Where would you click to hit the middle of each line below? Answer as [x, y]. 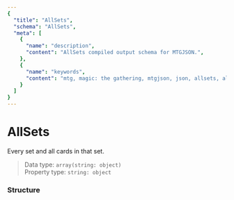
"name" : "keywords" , [55, 72]
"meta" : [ [28, 33]
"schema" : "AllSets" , [45, 26]
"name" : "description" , [60, 46]
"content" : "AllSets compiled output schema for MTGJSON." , [115, 53]
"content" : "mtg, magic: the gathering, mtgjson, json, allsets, [122, 78]
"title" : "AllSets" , [43, 20]
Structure [24, 190]
